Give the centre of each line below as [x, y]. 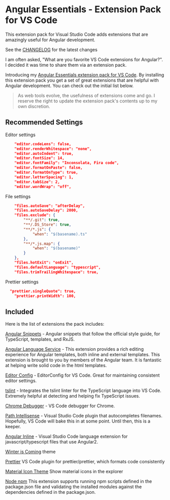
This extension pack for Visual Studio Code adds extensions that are [77, 34]
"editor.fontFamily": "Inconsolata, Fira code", [67, 163]
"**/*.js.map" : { [42, 244]
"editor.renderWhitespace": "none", [53, 149]
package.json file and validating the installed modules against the [74, 487]
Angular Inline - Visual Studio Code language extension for [66, 436]
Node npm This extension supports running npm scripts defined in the [79, 481]
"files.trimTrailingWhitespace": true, [57, 272]
